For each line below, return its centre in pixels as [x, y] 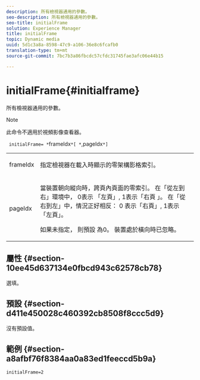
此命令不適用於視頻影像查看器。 [45, 132]
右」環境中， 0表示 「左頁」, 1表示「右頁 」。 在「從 [113, 197]
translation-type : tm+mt [37, 51]
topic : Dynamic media [33, 39]
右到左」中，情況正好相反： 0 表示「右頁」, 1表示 [110, 206]
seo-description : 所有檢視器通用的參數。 [53, 17]
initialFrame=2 [25, 372]
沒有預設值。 [22, 328]
